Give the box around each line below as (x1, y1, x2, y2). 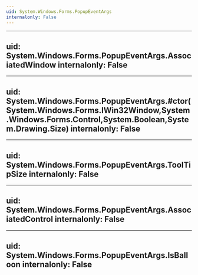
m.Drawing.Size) (6, 123, 69, 133)
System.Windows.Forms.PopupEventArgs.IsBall (6, 250, 189, 260)
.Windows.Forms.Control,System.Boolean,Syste (6, 114, 189, 125)
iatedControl (6, 214, 53, 224)
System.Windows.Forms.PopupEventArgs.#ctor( (6, 96, 192, 106)
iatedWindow (6, 60, 57, 70)
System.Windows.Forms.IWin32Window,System (6, 105, 190, 115)
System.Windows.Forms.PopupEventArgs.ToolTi (6, 160, 192, 170)
